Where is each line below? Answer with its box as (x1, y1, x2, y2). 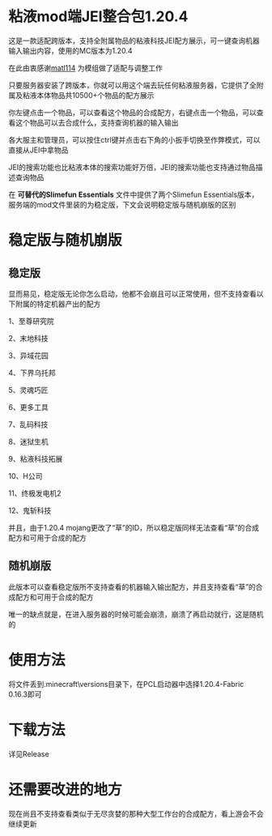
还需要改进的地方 (8, 780, 123, 799)
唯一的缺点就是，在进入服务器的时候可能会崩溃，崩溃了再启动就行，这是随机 (8, 609, 264, 619)
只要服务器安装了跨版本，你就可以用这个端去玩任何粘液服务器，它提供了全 (8, 80, 257, 90)
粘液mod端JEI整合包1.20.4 (8, 7, 189, 26)
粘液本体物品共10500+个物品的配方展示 (22, 90, 155, 100)
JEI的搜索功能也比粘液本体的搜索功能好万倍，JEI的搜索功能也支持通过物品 (8, 162, 257, 172)
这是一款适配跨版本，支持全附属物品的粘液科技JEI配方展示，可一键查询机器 (8, 36, 261, 45)
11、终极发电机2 (8, 488, 62, 498)
